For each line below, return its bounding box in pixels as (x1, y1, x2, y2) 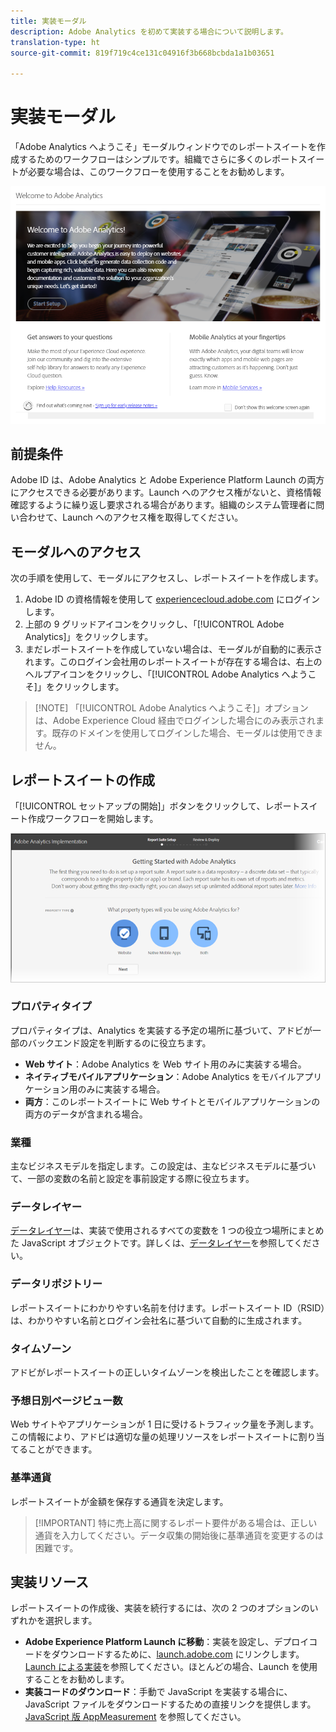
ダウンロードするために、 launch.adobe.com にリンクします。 (51, 1648, 305, 1660)
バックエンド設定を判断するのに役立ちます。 (27, 1036, 212, 1049)
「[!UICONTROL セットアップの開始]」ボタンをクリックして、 (10, 800, 266, 812)
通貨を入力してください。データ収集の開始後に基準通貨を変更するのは (34, 1529, 324, 1541)
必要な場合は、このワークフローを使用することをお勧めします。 (27, 166, 290, 178)
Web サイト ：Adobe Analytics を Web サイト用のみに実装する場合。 (24, 1058, 307, 1070)
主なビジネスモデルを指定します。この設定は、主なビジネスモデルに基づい (10, 1160, 317, 1172)
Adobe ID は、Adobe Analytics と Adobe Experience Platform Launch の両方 (10, 474, 325, 486)
